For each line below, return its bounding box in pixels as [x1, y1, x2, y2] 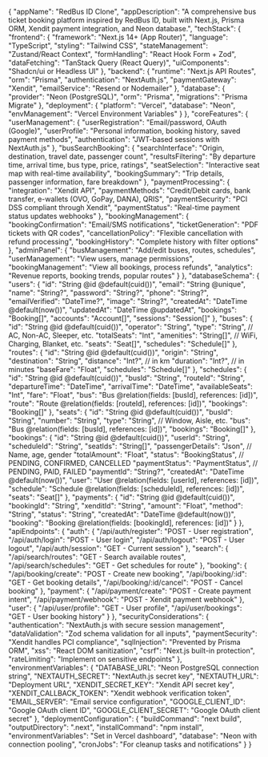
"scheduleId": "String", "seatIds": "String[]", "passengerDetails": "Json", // [8, 441, 252, 451]
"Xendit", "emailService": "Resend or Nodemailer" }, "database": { [8, 83, 226, 93]
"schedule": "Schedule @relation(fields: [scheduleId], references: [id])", [8, 484, 245, 493]
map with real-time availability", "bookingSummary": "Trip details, [8, 168, 225, 178]
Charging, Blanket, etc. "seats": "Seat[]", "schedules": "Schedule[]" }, [8, 339, 238, 348]
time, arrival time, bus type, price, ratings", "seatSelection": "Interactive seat [8, 160, 260, 169]
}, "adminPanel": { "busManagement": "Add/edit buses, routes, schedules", [8, 245, 256, 255]
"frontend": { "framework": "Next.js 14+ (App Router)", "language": [8, 32, 229, 42]
